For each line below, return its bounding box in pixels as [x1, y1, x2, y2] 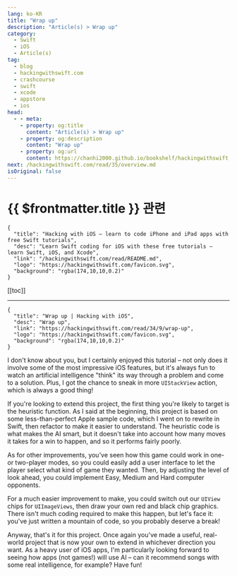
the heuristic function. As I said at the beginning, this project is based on [7, 407, 218, 415]
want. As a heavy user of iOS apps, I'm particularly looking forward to [7, 545, 209, 554]
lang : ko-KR [7, 10, 42, 18]
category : [7, 30, 37, 37]
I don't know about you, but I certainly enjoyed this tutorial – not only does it [7, 356, 228, 364]
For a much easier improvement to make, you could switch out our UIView [7, 494, 221, 503]
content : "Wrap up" [25, 142, 83, 149]
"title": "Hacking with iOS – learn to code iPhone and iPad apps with [13, 230, 229, 237]
